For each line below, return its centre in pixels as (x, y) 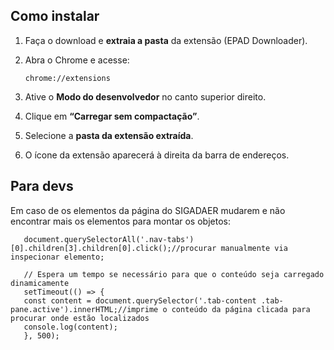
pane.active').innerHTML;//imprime (84, 309)
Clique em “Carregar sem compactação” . (112, 116)
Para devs (42, 186)
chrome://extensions (67, 78)
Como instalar (55, 16)
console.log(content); (70, 327)
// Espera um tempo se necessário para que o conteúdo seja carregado (174, 274)
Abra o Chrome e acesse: (77, 60)
